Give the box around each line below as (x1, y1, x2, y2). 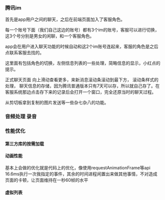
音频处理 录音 (5, 113, 37, 120)
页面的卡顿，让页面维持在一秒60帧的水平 (5, 177, 89, 183)
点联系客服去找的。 (5, 50, 44, 56)
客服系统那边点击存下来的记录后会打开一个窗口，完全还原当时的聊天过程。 (5, 89, 156, 95)
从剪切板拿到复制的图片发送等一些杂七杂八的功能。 (5, 100, 109, 105)
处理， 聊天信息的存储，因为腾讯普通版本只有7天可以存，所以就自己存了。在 (5, 83, 160, 89)
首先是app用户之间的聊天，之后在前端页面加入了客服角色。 (5, 16, 126, 23)
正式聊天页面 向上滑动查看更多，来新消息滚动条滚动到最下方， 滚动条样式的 (5, 77, 159, 83)
